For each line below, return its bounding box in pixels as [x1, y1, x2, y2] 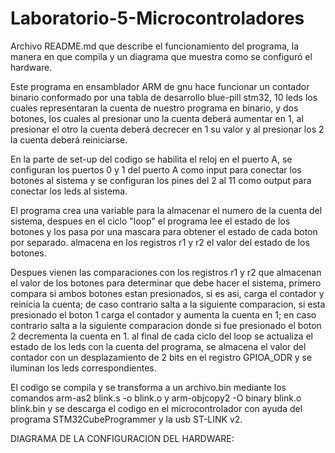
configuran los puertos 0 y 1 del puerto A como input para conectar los [10, 163, 302, 176]
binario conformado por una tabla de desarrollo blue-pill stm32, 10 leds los [10, 91, 318, 103]
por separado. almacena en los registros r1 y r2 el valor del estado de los [10, 236, 310, 248]
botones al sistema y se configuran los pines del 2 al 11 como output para [10, 174, 312, 186]
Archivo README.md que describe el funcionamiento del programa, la [10, 40, 300, 52]
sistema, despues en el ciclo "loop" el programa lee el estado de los [10, 215, 291, 227]
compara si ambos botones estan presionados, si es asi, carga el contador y [10, 287, 325, 299]
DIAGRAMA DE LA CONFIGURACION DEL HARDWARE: [10, 432, 235, 444]
